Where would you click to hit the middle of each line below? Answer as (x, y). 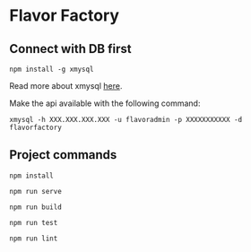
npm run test (34, 222)
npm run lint (34, 239)
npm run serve (36, 191)
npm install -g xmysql (52, 69)
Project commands (63, 155)
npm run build (36, 207)
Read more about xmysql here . (66, 86)
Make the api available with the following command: (105, 103)
